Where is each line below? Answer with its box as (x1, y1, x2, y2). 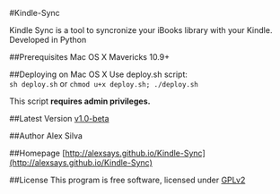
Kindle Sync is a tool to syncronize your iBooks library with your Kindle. (9, 25, 273, 35)
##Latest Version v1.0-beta (9, 114, 109, 123)
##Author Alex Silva (9, 131, 83, 141)
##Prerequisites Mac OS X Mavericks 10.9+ (9, 52, 171, 62)
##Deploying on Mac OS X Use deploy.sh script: (9, 69, 188, 80)
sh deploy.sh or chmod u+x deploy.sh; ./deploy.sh (9, 79, 199, 89)
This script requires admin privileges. (9, 96, 151, 106)
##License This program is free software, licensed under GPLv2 (9, 174, 246, 185)
